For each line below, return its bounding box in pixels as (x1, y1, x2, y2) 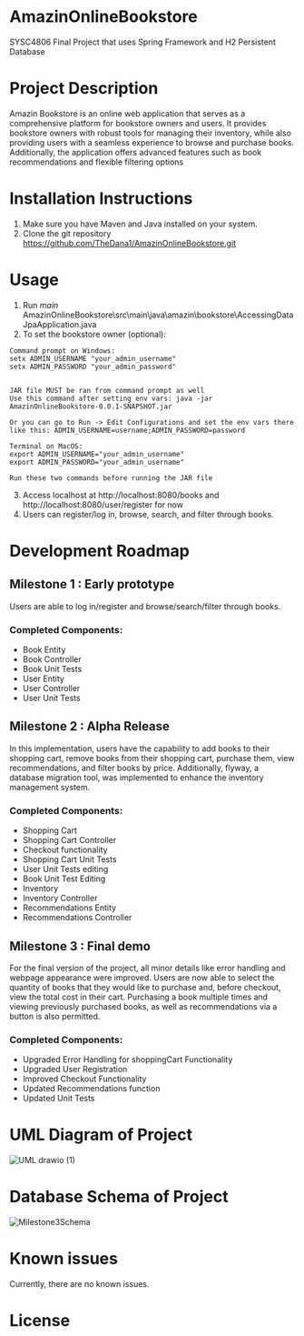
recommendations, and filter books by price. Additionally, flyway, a (9, 762, 260, 773)
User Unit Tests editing (22, 864, 109, 875)
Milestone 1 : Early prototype (9, 577, 175, 592)
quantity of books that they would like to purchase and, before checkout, (9, 981, 281, 992)
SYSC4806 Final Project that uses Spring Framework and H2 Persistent (9, 36, 277, 47)
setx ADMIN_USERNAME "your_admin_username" (9, 354, 177, 363)
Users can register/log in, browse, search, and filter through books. (22, 508, 274, 519)
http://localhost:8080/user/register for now (22, 498, 184, 510)
